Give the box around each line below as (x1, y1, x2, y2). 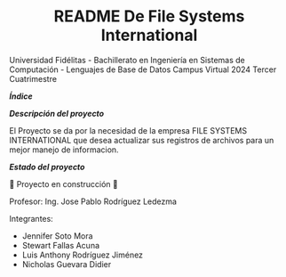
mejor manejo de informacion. (9, 144, 119, 155)
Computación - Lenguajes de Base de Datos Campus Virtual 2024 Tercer (9, 64, 277, 75)
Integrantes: (9, 213, 53, 224)
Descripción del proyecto (9, 108, 105, 118)
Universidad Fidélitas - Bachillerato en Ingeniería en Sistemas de (9, 54, 246, 65)
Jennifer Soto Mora (21, 230, 93, 241)
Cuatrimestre (9, 73, 58, 84)
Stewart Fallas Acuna (21, 240, 100, 250)
